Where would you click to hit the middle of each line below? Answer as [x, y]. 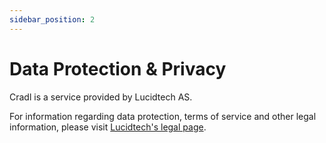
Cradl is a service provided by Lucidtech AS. [101, 97]
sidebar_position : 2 [52, 19]
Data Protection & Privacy [118, 68]
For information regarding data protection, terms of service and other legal [163, 116]
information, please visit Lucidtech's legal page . [108, 127]
